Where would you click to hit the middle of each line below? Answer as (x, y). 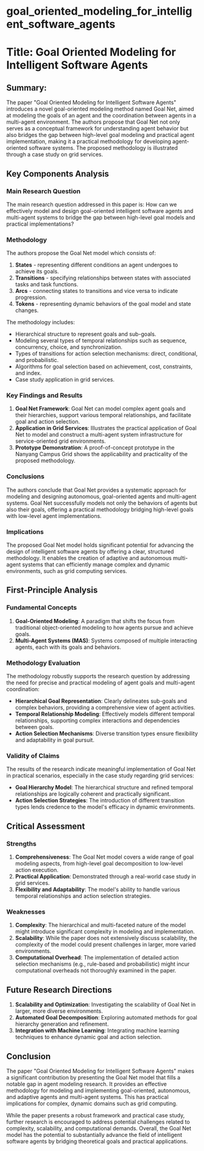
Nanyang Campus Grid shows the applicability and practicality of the (101, 454)
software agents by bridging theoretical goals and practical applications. (97, 1141)
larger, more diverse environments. (59, 1011)
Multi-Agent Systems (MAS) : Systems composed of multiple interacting (106, 640)
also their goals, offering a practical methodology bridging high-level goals (100, 509)
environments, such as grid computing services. (67, 571)
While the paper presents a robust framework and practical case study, (96, 1115)
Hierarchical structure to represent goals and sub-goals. (86, 334)
